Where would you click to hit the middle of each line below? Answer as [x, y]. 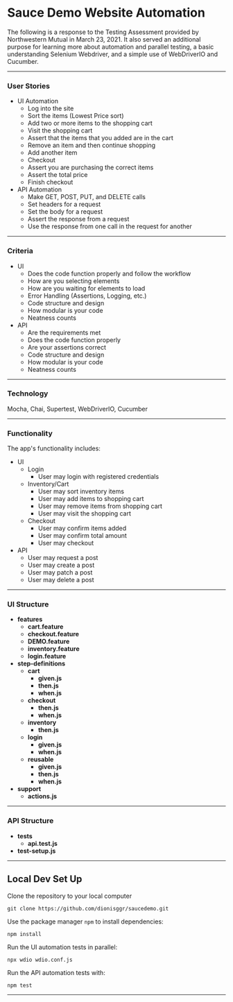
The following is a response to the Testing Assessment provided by [103, 32]
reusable [41, 759]
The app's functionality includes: [54, 448]
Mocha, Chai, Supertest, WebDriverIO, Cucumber [77, 409]
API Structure [31, 821]
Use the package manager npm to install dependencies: [86, 922]
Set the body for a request [65, 212]
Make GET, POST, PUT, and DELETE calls [87, 197]
